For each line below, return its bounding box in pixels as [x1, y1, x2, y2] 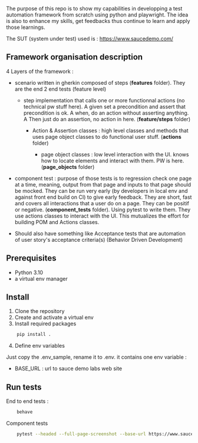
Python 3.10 [14, 269, 43, 276]
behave [16, 409, 33, 415]
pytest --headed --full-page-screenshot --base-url [16, 431, 146, 437]
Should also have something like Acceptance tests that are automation [14, 229, 186, 237]
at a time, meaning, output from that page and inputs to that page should [14, 181, 192, 188]
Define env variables [14, 342, 65, 349]
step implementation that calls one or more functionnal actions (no [23, 96, 185, 104]
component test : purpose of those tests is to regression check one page [14, 175, 192, 182]
